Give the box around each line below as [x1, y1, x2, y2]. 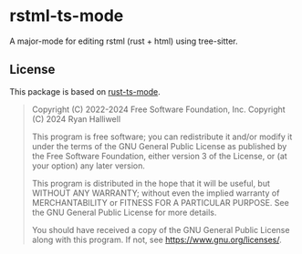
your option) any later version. [31, 160, 146, 171]
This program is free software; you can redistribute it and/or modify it [31, 131, 293, 142]
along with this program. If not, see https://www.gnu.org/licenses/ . [31, 234, 282, 245]
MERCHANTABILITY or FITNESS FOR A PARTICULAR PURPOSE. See [31, 197, 289, 208]
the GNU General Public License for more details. [31, 207, 217, 218]
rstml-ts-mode [9, 5, 124, 26]
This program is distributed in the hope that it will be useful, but [31, 178, 271, 188]
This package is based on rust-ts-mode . [9, 86, 161, 97]
